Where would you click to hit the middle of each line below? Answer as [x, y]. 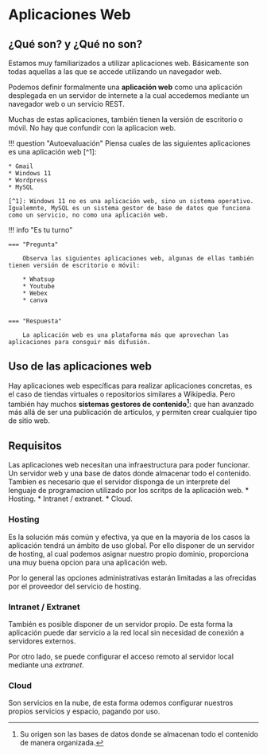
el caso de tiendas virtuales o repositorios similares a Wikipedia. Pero [122, 394]
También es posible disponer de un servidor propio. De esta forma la [120, 624]
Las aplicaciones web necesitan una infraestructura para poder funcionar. [129, 465]
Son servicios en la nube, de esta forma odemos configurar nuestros [121, 703]
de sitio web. [29, 421]
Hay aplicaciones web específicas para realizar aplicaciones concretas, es [130, 385]
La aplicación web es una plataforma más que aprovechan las [126, 335]
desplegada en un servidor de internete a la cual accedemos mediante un [129, 96]
